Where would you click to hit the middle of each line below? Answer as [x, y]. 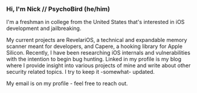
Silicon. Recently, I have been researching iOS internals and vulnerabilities [98, 53]
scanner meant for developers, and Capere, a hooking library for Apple [95, 46]
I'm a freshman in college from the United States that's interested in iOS [95, 22]
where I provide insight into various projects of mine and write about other [98, 65]
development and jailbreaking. [44, 28]
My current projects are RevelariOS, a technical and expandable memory [97, 40]
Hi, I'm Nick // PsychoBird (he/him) [58, 9]
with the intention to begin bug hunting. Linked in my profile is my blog [94, 59]
